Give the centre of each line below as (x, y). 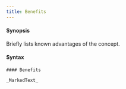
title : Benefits (26, 12)
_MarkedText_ (22, 81)
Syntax (15, 58)
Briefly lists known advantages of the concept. (63, 44)
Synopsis (18, 31)
